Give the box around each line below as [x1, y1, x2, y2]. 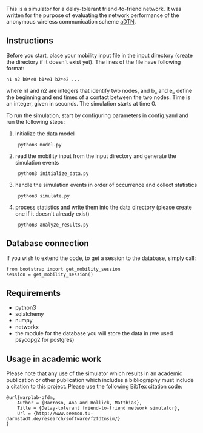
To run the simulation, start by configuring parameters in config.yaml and [6, 112, 189, 119]
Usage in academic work [6, 353, 102, 364]
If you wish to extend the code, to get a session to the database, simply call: [6, 254, 196, 262]
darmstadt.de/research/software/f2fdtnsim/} [6, 416, 121, 422]
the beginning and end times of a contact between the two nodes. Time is [6, 94, 191, 101]
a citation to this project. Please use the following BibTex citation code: [6, 383, 183, 390]
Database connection [6, 238, 89, 248]
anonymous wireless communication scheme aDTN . [6, 18, 136, 25]
